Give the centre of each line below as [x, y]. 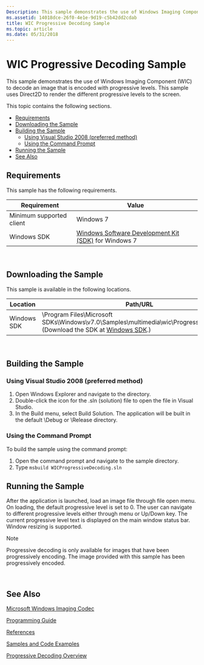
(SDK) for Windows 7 [107, 240]
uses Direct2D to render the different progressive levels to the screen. [93, 94]
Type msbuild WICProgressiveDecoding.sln [68, 467]
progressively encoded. [36, 563]
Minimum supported [38, 215]
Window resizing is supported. [45, 527]
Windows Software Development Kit [128, 233]
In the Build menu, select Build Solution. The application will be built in [103, 414]
